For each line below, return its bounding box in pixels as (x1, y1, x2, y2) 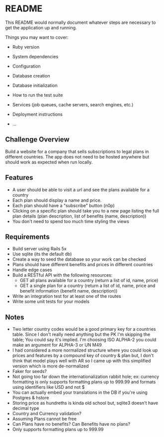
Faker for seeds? (12, 368, 47, 374)
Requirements (5, 232, 50, 241)
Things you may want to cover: (5, 34, 69, 40)
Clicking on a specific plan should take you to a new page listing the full (12, 208, 160, 214)
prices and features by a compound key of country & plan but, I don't (12, 353, 154, 359)
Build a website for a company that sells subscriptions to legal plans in (5, 148, 149, 154)
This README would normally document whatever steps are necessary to (5, 19, 156, 25)
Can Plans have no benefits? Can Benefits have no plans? (12, 421, 131, 427)
